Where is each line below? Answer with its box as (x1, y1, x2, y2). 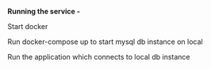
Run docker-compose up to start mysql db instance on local (7, 37, 203, 46)
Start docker (7, 22, 48, 31)
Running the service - (7, 7, 81, 16)
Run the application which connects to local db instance (7, 53, 190, 61)
